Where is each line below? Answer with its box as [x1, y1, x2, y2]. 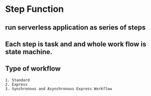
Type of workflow [5, 64, 61, 73]
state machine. [5, 48, 53, 56]
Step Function [5, 3, 64, 15]
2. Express [5, 82, 28, 87]
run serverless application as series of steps [5, 23, 146, 32]
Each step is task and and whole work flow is [5, 40, 147, 48]
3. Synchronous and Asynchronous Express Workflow [5, 86, 112, 91]
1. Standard [5, 78, 30, 83]
